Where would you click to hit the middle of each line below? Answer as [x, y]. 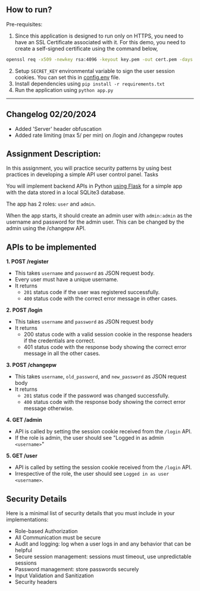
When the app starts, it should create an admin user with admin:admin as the [99, 216]
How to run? [29, 10]
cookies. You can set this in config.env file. [67, 77]
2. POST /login [24, 310]
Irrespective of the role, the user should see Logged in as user [92, 474]
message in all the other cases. [62, 353]
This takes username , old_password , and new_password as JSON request [101, 376]
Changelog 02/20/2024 [51, 114]
